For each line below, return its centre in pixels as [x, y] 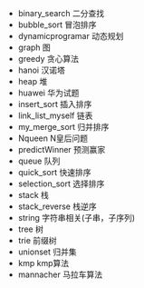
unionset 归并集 [47, 252]
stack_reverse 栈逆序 [57, 206]
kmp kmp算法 [43, 263]
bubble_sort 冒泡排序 [57, 25]
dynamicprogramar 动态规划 [71, 36]
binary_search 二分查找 [61, 13]
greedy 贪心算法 [48, 59]
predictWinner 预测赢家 [62, 149]
